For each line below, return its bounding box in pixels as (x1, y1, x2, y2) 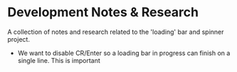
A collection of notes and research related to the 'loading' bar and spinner (7, 28, 224, 36)
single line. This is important (17, 56, 101, 64)
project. (7, 35, 31, 43)
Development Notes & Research (7, 4, 199, 20)
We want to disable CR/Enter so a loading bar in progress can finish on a (17, 49, 231, 57)
